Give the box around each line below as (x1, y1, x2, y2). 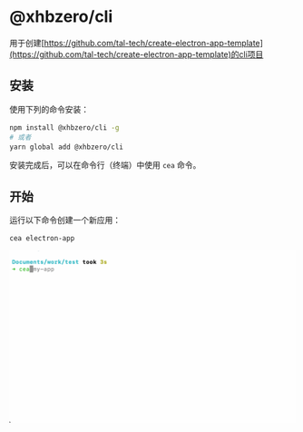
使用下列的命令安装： (9, 103, 89, 114)
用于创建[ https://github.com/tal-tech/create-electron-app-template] (9, 37, 263, 48)
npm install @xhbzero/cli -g (9, 123, 120, 133)
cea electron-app (9, 234, 75, 243)
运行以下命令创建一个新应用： (9, 215, 121, 226)
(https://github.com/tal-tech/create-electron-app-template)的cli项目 (9, 48, 264, 60)
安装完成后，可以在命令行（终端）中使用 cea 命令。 (9, 160, 201, 171)
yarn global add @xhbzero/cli (9, 142, 124, 152)
